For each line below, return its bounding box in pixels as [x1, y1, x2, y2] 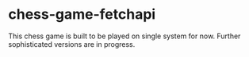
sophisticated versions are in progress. [8, 39, 136, 48]
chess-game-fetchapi [8, 5, 156, 23]
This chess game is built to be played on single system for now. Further [8, 31, 241, 41]
